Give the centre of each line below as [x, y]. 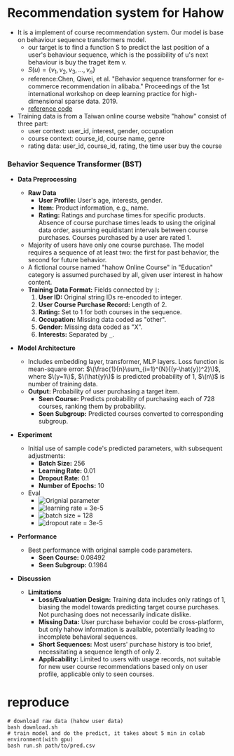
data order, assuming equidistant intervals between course [123, 230]
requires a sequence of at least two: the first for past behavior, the [123, 252]
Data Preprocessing [47, 180]
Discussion [34, 579]
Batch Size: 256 [62, 464]
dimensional [45, 101]
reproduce [39, 702]
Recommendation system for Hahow [116, 13]
